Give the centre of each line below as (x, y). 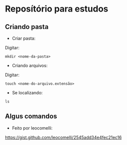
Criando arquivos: (30, 65)
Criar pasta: (24, 38)
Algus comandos (31, 116)
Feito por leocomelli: (32, 128)
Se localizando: (27, 93)
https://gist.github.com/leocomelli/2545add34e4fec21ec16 (63, 137)
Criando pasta (27, 27)
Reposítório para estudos (57, 9)
